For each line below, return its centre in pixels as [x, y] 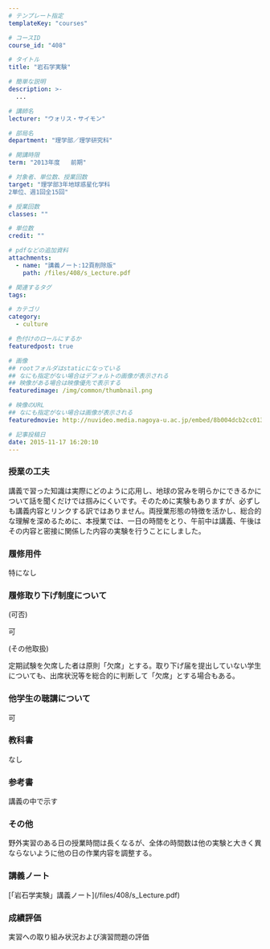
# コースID [25, 38]
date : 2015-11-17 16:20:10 [53, 442]
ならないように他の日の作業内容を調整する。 [82, 853]
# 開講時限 [24, 155]
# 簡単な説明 [27, 82]
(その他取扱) [29, 648]
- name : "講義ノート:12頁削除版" [66, 265]
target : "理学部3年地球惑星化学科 [59, 184]
